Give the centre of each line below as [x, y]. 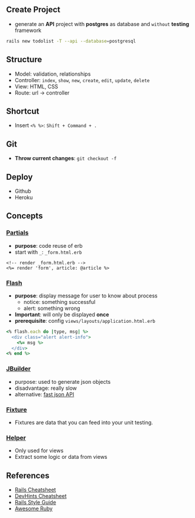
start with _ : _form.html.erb [48, 252]
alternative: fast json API [44, 394]
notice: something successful [59, 302]
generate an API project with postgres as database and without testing [102, 24]
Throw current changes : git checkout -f [66, 158]
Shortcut [23, 111]
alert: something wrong [52, 308]
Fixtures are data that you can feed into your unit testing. [84, 422]
